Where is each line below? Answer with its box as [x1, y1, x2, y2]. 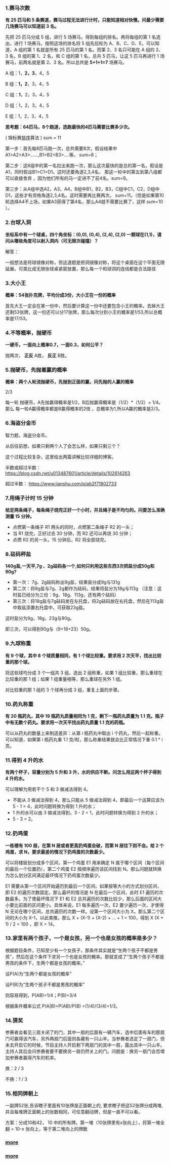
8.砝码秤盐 [5, 551, 31, 558]
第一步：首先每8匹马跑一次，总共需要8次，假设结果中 [5, 145, 117, 151]
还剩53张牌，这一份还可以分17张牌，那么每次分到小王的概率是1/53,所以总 [5, 309, 158, 315]
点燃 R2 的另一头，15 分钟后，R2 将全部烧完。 [12, 537, 109, 543]
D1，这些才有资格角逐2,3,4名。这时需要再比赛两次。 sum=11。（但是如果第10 [5, 192, 164, 199]
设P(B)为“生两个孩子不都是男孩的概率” [5, 981, 85, 987]
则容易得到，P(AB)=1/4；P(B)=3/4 [5, 992, 77, 998]
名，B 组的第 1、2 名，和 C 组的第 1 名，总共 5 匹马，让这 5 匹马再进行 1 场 [9, 53, 165, 59]
